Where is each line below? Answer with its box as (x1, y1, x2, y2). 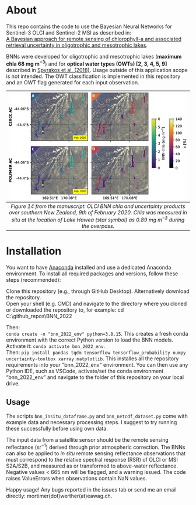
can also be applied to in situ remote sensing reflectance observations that (6, 449, 185, 457)
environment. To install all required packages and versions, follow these (6, 270, 178, 277)
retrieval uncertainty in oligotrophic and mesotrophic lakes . (6, 42, 148, 49)
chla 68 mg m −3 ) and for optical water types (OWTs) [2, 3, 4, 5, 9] (6, 59, 167, 67)
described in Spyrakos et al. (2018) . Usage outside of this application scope (6, 66, 188, 73)
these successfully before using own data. (6, 425, 108, 432)
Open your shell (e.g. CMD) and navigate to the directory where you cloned (6, 300, 187, 308)
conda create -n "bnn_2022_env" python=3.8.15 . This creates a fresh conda (6, 330, 188, 337)
